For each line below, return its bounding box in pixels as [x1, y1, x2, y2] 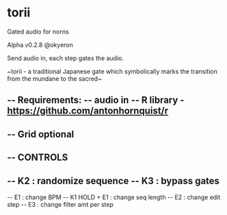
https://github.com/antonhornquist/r [7, 105, 169, 117]
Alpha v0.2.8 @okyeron [7, 40, 73, 49]
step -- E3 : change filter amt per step [7, 200, 114, 208]
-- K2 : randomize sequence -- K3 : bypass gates [7, 175, 220, 186]
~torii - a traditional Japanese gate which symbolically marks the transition [7, 67, 217, 75]
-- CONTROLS [7, 152, 68, 164]
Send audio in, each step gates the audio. [7, 53, 124, 62]
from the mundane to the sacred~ [7, 74, 103, 83]
